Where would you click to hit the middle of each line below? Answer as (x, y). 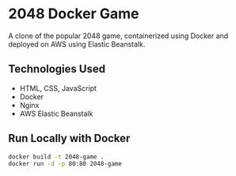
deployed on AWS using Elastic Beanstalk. (77, 44)
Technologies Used (57, 69)
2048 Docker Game (74, 14)
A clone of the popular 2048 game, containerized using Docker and (118, 36)
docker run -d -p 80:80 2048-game (65, 164)
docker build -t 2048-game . (56, 157)
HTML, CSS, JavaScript (58, 88)
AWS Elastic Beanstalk (56, 113)
